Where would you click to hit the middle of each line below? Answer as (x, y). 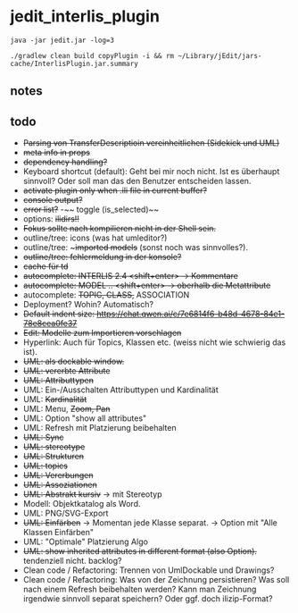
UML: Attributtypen (58, 381)
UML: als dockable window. (74, 361)
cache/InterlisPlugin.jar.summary (74, 63)
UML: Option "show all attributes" (85, 418)
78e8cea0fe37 (50, 323)
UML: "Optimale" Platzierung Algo (85, 542)
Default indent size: (58, 314)
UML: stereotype (54, 447)
